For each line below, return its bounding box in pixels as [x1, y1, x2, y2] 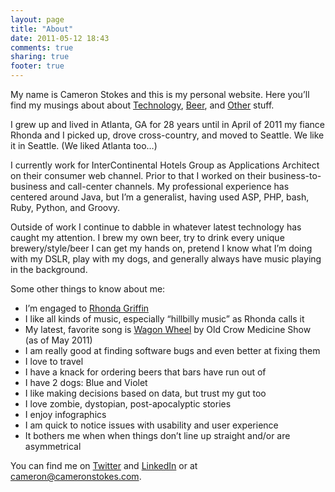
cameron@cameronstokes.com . [10, 471, 142, 482]
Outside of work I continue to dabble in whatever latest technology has [10, 221, 302, 233]
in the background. [10, 264, 88, 275]
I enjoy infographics [24, 409, 107, 420]
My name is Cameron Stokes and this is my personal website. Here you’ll [10, 89, 310, 100]
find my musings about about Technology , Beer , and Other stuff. [10, 99, 275, 111]
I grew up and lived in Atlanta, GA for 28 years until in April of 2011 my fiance [10, 119, 326, 130]
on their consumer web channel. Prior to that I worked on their [10, 170, 267, 181]
